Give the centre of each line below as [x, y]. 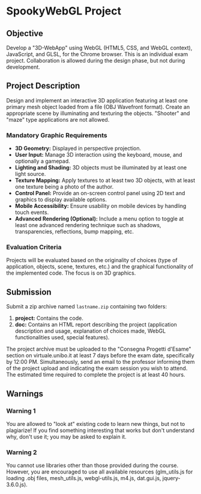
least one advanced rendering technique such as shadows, [88, 225]
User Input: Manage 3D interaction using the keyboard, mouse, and [98, 155]
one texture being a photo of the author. [64, 187]
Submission [29, 292]
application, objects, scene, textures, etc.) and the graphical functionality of [100, 267]
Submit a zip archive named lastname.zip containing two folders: [86, 307]
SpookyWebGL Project [64, 11]
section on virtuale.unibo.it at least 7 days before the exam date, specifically [100, 355]
